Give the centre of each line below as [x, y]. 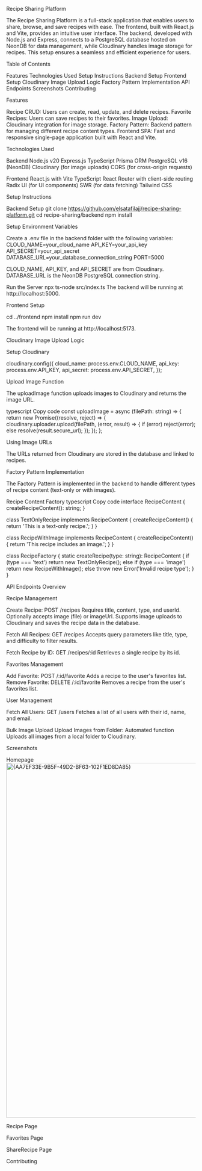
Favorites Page [25, 1138]
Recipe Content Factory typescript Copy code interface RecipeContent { [96, 502]
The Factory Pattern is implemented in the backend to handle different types [101, 483]
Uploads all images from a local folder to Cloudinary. [71, 736]
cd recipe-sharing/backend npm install [84, 215]
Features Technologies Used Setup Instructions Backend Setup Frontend [96, 76]
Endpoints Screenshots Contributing [51, 89]
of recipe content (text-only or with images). [61, 490]
